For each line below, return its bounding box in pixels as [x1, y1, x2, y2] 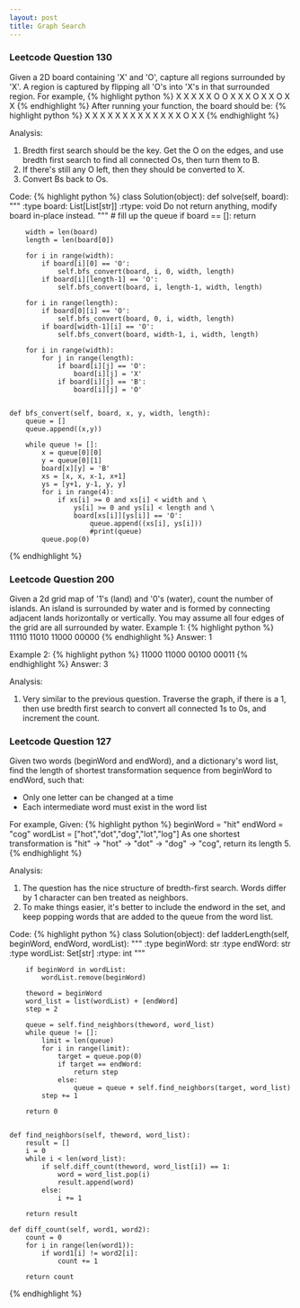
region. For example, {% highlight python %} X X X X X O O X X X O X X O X [9, 91, 290, 102]
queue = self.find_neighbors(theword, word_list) [25, 1021, 216, 1030]
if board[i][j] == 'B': [57, 377, 146, 386]
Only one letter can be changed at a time [22, 792, 173, 803]
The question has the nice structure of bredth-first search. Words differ [22, 883, 287, 894]
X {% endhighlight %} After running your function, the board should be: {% [9, 100, 287, 111]
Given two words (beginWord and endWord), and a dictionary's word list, [9, 755, 278, 766]
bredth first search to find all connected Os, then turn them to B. [22, 154, 260, 165]
